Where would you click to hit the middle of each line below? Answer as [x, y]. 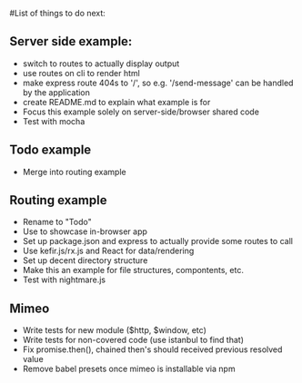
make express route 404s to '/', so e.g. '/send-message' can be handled [158, 83]
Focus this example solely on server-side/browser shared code [141, 112]
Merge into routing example [74, 172]
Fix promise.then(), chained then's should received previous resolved [152, 349]
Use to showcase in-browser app [85, 231]
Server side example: [71, 41]
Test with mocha [54, 121]
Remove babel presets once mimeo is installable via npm [129, 369]
